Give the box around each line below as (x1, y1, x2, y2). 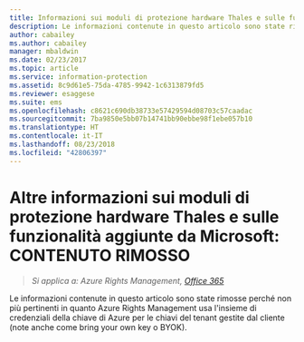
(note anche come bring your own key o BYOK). (9, 321, 187, 332)
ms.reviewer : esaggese (9, 89, 95, 98)
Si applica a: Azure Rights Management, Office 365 (31, 275, 224, 286)
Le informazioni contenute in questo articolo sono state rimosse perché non (9, 292, 292, 304)
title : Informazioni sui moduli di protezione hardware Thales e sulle (9, 13, 285, 23)
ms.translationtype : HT (9, 123, 100, 132)
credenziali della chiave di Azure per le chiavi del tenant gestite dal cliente (9, 312, 285, 323)
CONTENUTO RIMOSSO (9, 245, 191, 266)
